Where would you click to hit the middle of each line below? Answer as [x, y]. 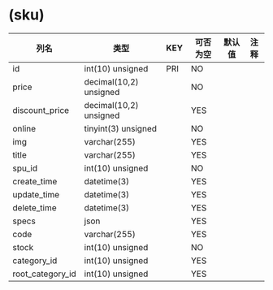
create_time [35, 181]
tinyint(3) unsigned [120, 128]
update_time [36, 194]
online [24, 128]
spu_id [25, 168]
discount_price [41, 110]
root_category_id [45, 274]
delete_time [35, 207]
